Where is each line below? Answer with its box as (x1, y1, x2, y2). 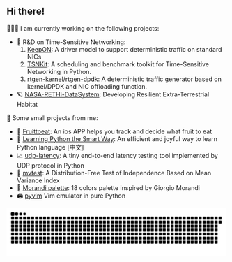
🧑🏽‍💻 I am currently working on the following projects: (6, 24, 160, 32)
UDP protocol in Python (16, 161, 84, 170)
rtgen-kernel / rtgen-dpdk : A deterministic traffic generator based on (26, 75, 222, 83)
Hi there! (6, 6, 45, 17)
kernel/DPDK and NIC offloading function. (26, 82, 148, 90)
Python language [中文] (16, 143, 84, 151)
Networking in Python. (26, 67, 92, 75)
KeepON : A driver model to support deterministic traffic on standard (26, 45, 222, 53)
